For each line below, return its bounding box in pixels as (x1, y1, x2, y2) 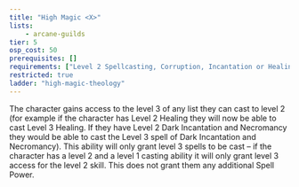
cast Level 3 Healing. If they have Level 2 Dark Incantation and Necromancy (9, 121, 287, 133)
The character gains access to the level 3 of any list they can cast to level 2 (9, 103, 286, 113)
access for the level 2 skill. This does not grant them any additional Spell (9, 160, 274, 170)
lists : (9, 21, 34, 30)
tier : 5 (9, 37, 38, 47)
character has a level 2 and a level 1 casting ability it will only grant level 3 (9, 150, 279, 160)
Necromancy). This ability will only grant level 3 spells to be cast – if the (9, 141, 272, 152)
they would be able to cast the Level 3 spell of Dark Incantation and (9, 131, 256, 142)
